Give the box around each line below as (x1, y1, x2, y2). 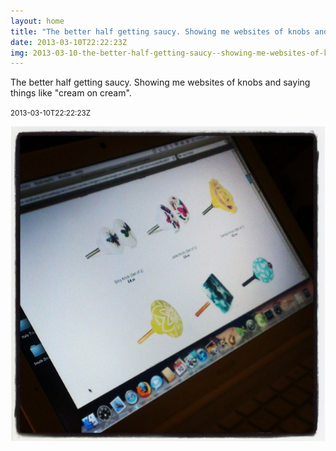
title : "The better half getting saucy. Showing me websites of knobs (10, 26, 311, 37)
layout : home (10, 16, 65, 26)
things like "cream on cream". (10, 87, 132, 99)
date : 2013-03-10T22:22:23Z (10, 37, 128, 47)
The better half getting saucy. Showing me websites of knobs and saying (10, 76, 311, 89)
